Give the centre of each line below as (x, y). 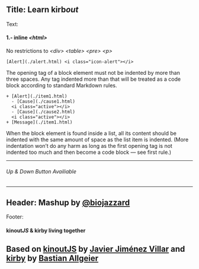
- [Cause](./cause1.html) (44, 102)
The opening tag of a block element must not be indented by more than (93, 73)
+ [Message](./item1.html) (39, 122)
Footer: (15, 217)
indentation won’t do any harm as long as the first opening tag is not (89, 146)
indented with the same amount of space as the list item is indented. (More (97, 140)
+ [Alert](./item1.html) (37, 96)
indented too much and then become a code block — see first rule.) (89, 152)
